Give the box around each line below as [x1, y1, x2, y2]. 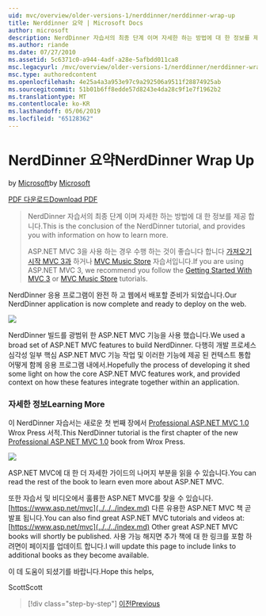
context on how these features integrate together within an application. [8, 377, 240, 387]
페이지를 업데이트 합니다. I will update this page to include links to [28, 541, 236, 551]
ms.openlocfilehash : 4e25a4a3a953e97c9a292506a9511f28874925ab [8, 78, 222, 86]
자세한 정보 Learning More [8, 398, 105, 409]
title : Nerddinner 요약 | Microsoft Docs [8, 19, 144, 27]
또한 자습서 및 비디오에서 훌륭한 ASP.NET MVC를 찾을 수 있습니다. [8, 493, 214, 503]
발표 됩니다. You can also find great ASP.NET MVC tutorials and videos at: [8, 513, 245, 523]
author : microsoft [8, 26, 69, 34]
